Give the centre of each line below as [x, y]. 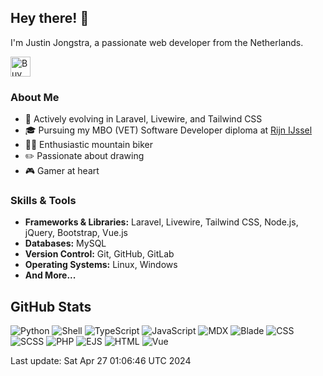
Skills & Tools [43, 201]
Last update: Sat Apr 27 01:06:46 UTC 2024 [101, 361]
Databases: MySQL [65, 243]
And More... [50, 275]
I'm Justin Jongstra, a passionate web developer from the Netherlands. [157, 42]
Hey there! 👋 [50, 18]
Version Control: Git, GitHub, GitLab [99, 254]
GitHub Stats [51, 306]
